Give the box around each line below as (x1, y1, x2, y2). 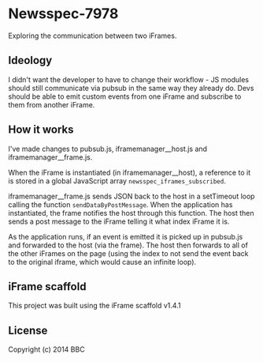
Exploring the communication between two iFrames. (8, 31, 177, 40)
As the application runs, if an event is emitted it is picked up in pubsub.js (8, 232, 243, 241)
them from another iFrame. (8, 100, 95, 109)
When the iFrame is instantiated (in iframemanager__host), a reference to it (8, 168, 250, 177)
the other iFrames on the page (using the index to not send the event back (8, 248, 250, 258)
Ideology (8, 54, 53, 67)
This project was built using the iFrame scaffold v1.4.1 (8, 301, 181, 311)
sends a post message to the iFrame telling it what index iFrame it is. (8, 217, 230, 226)
